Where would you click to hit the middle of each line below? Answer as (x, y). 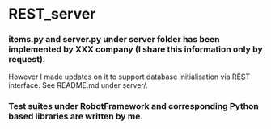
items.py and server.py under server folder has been (114, 40)
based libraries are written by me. (76, 116)
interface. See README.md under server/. (78, 85)
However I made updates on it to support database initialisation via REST (129, 77)
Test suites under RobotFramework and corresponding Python (133, 106)
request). (27, 60)
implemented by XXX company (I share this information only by (135, 49)
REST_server (52, 14)
